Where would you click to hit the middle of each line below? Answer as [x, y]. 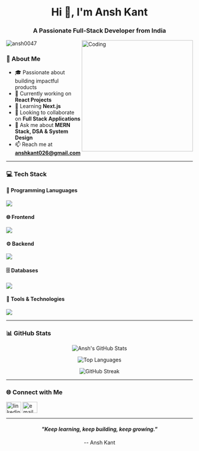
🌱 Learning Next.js [38, 106]
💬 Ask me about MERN [43, 125]
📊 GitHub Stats [29, 333]
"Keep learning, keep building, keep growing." [99, 429]
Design [24, 137]
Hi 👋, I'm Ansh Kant [99, 12]
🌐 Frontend [20, 217]
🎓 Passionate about [40, 72]
